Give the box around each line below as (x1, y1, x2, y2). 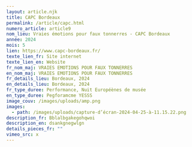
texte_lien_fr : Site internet (6, 53, 82, 59)
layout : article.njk (6, 8, 58, 15)
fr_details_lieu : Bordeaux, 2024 (6, 76, 90, 82)
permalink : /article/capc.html (6, 20, 85, 26)
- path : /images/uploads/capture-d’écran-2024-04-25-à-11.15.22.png (11, 109, 187, 115)
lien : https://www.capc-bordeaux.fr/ (6, 48, 101, 54)
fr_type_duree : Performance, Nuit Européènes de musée (6, 87, 146, 93)
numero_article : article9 (6, 25, 71, 32)
